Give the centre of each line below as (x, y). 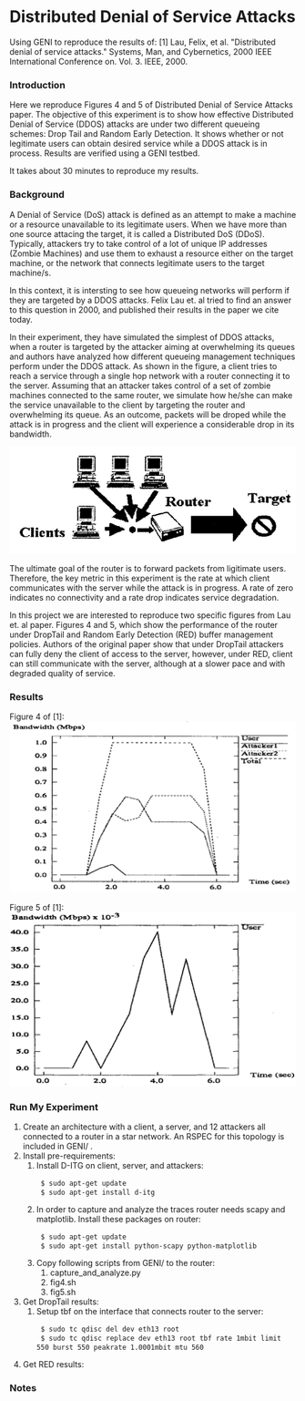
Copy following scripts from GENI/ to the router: (126, 1263)
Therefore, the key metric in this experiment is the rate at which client (140, 578)
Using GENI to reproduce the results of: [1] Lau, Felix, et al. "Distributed (142, 42)
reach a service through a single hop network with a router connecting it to (150, 376)
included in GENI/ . (58, 1147)
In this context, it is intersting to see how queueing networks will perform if (149, 290)
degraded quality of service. (62, 673)
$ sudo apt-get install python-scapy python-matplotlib (149, 1246)
